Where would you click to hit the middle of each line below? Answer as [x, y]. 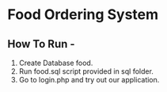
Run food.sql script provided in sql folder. [86, 71]
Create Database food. [56, 63]
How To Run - [42, 44]
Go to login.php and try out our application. [89, 80]
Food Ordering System [83, 15]
